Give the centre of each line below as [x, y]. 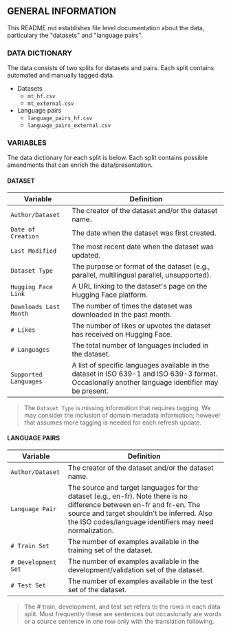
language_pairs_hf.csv [60, 118]
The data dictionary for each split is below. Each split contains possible [108, 158]
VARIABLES [27, 143]
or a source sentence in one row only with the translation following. [119, 621]
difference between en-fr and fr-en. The [134, 504]
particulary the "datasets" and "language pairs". [75, 35]
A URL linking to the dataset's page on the [140, 286]
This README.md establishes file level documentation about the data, [106, 27]
